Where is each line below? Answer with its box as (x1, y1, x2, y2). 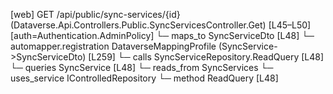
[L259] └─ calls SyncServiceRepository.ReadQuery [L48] (88, 51, 325, 63)
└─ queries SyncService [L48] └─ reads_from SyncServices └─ (10, 62, 274, 73)
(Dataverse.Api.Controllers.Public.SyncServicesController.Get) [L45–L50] (10, 19, 312, 31)
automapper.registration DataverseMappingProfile (10, 40, 217, 52)
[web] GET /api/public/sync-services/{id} (10, 9, 181, 20)
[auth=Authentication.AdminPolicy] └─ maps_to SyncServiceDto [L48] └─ (10, 30, 315, 41)
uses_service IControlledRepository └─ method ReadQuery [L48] (10, 72, 279, 84)
